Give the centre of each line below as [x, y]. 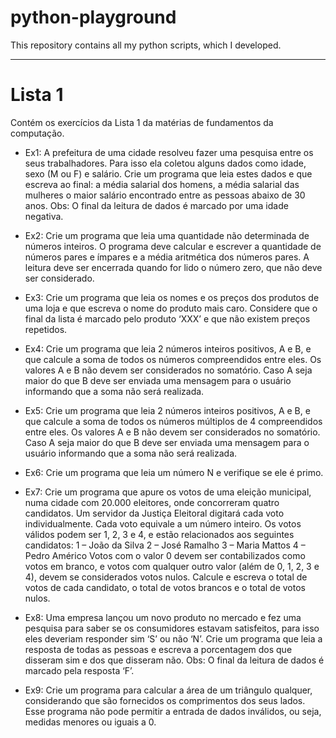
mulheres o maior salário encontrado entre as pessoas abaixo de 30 [165, 195]
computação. [37, 133]
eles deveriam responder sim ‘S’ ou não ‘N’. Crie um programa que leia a [173, 638]
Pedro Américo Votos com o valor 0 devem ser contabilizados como [165, 555]
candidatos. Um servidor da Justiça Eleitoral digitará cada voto [154, 513]
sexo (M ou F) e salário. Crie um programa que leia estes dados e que [168, 173]
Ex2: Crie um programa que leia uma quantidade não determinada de [167, 235]
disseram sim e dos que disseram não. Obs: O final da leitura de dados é [174, 660]
